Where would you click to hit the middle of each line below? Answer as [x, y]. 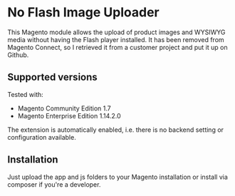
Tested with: [26, 94]
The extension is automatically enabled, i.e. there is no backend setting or [116, 130]
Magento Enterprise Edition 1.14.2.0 [69, 115]
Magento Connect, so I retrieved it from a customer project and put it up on [117, 47]
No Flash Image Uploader [84, 12]
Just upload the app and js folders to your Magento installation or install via [117, 177]
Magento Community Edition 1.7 [64, 108]
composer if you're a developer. [54, 184]
